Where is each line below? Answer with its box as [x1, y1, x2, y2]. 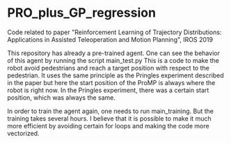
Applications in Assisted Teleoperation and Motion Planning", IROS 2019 [7, 35, 214, 43]
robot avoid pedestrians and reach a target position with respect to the [7, 63, 210, 72]
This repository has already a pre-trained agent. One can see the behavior [7, 49, 221, 57]
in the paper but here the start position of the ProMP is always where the [7, 78, 216, 86]
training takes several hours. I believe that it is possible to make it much [7, 114, 212, 123]
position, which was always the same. [7, 93, 116, 102]
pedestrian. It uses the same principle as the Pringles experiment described [7, 71, 224, 80]
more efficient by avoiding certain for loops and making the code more [7, 121, 210, 130]
